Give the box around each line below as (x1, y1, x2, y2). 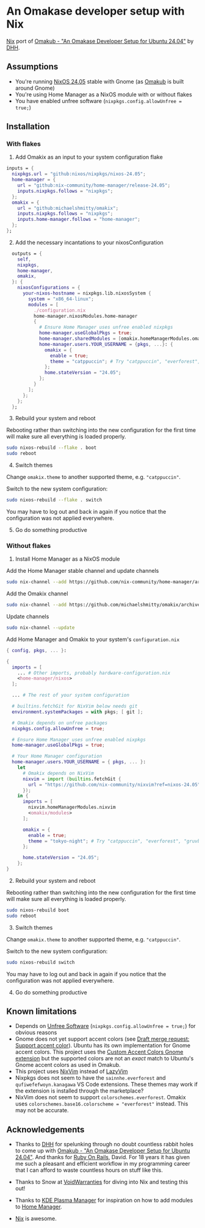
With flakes (6, 140, 41, 148)
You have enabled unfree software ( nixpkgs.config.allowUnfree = (15, 97, 182, 104)
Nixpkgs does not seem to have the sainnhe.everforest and (15, 1074, 166, 1082)
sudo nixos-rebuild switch (6, 959, 75, 965)
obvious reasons (15, 1029, 57, 1036)
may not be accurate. (15, 1107, 69, 1114)
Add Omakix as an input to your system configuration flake (15, 154, 163, 161)
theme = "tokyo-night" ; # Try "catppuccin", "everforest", (28, 838, 182, 844)
